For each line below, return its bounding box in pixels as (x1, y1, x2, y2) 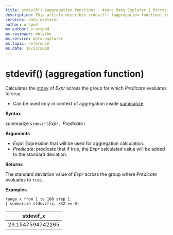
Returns (5, 161, 23, 167)
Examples (5, 186, 27, 193)
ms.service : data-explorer (5, 37, 63, 42)
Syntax (5, 110, 21, 116)
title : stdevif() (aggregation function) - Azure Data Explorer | (5, 7, 151, 13)
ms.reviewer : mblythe (5, 31, 52, 37)
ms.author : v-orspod (5, 27, 50, 32)
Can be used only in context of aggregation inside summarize (12, 100, 144, 106)
